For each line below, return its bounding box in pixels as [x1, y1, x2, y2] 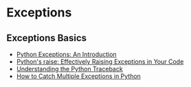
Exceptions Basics [6, 32, 87, 44]
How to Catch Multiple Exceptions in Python [16, 72, 142, 80]
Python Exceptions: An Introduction [16, 50, 117, 58]
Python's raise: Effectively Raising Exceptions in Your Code [16, 58, 184, 66]
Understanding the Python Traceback [16, 65, 123, 73]
